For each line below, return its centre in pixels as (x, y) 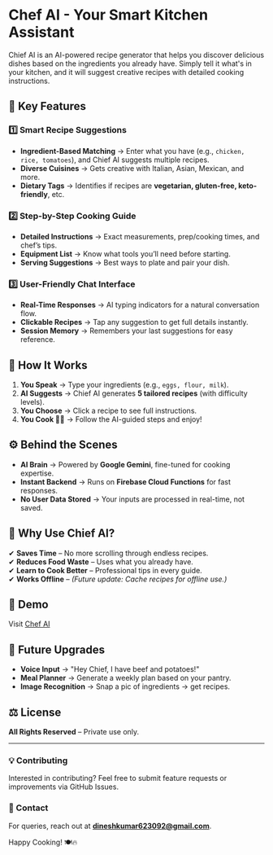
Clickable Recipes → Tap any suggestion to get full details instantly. (134, 322)
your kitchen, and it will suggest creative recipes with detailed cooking (126, 72)
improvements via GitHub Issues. (64, 787)
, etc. (56, 194)
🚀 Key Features (48, 106)
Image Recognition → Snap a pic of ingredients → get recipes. (125, 686)
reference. (37, 340)
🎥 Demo (28, 605)
